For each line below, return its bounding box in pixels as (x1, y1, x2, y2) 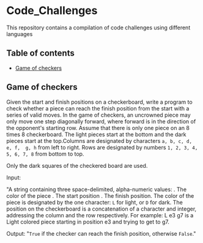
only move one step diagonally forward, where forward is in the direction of (6, 117, 196, 125)
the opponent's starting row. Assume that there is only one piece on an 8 (6, 124, 190, 131)
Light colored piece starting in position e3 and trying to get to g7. (6, 218, 169, 225)
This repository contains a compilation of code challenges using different (6, 24, 191, 31)
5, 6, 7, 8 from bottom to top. (6, 150, 84, 158)
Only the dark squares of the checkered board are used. (6, 162, 148, 169)
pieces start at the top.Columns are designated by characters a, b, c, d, (6, 137, 193, 144)
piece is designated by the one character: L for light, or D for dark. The (6, 198, 183, 206)
